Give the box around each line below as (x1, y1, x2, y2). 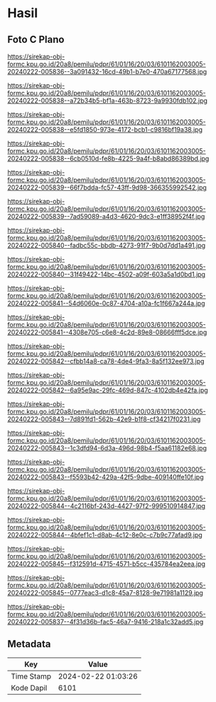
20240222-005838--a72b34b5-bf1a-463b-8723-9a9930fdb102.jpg (7, 96, 208, 105)
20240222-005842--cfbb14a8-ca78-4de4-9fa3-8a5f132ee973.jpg (7, 357, 205, 365)
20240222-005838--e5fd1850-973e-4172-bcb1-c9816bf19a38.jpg (7, 125, 202, 133)
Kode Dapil (11, 683, 48, 693)
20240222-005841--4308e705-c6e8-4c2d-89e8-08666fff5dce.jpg (7, 328, 207, 336)
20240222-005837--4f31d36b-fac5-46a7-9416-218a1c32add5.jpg (7, 618, 204, 626)
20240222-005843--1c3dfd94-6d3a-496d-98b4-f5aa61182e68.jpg (7, 444, 207, 452)
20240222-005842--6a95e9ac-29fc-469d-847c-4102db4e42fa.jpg (7, 386, 208, 394)
